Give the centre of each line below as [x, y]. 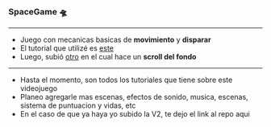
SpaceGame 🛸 [38, 11]
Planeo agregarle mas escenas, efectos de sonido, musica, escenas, [134, 97]
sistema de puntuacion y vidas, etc [78, 105]
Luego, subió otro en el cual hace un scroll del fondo [108, 57]
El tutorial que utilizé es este [67, 48]
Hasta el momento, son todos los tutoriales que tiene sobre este [126, 80]
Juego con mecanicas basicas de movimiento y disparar [115, 40]
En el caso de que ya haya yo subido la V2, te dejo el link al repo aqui [135, 114]
